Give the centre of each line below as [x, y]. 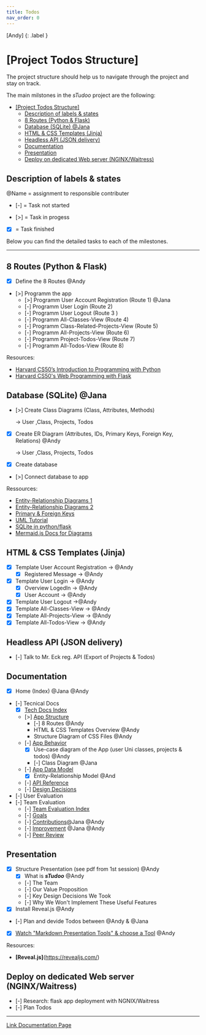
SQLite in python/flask [43, 527]
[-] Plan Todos [33, 1007]
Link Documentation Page [39, 1025]
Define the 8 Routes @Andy [50, 281]
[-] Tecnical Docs [37, 704]
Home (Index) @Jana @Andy [52, 691]
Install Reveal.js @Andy [45, 909]
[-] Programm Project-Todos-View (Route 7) [80, 339]
